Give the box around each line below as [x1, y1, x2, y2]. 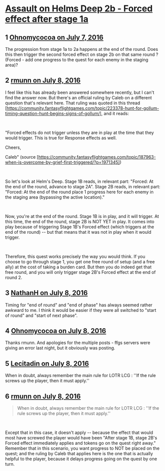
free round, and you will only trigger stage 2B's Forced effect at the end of [5, 269, 156, 275]
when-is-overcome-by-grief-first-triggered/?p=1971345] [5, 159, 120, 165]
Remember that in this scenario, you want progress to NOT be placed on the [5, 445, 160, 451]
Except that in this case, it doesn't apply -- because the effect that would [5, 429, 154, 435]
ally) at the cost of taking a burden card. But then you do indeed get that [5, 264, 152, 270]
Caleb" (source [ [5, 154, 38, 160]
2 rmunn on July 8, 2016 [5, 76, 81, 85]
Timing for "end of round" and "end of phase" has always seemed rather [5, 302, 153, 308]
